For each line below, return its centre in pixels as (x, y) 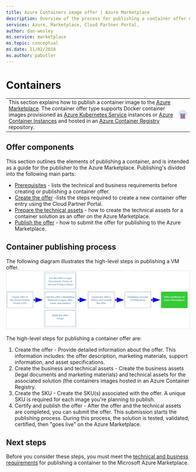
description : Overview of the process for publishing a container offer (96, 18)
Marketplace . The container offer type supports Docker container (87, 109)
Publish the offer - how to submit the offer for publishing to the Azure (97, 222)
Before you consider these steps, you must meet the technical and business (97, 457)
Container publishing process (61, 247)
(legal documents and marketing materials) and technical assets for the (100, 374)
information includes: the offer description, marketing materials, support (101, 356)
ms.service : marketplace (36, 37)
